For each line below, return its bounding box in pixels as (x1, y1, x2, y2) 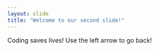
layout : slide (7, 10, 49, 17)
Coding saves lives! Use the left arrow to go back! (7, 36, 152, 44)
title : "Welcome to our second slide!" (7, 17, 125, 24)
